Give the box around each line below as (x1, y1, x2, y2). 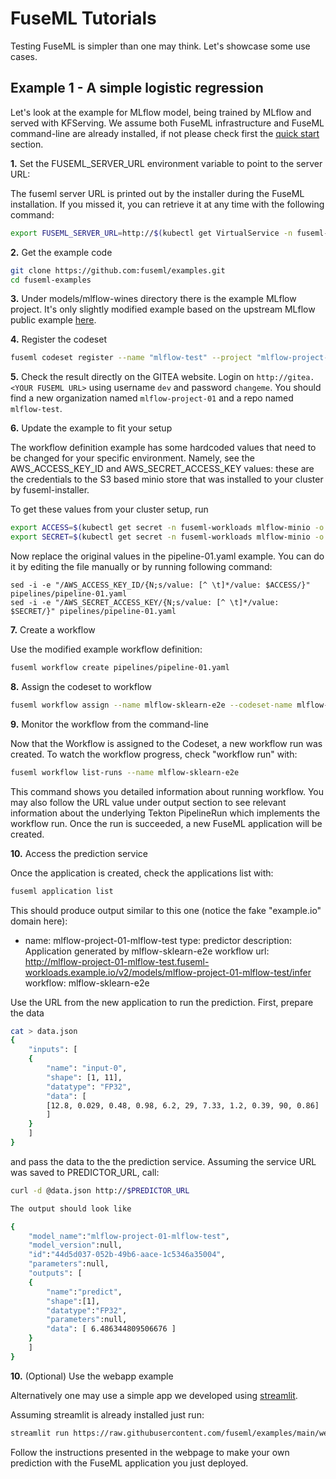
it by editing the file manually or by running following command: (10, 561, 273, 572)
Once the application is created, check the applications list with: (10, 867, 274, 879)
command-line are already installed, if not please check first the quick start (10, 127, 320, 139)
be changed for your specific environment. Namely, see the (10, 452, 255, 464)
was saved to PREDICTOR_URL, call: (10, 1166, 160, 1178)
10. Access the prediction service (10, 847, 148, 859)
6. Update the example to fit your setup (10, 422, 173, 434)
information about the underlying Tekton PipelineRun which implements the (10, 807, 321, 819)
